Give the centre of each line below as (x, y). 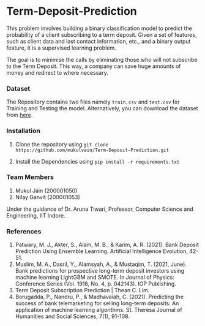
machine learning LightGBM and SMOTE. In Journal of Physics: (95, 278)
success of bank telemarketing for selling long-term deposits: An (97, 303)
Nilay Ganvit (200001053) (48, 197)
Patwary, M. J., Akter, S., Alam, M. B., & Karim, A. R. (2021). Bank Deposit (107, 245)
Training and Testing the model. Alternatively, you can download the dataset (102, 108)
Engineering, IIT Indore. (36, 215)
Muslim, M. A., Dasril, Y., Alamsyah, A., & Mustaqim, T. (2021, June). (101, 264)
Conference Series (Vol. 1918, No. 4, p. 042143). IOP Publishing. (95, 284)
